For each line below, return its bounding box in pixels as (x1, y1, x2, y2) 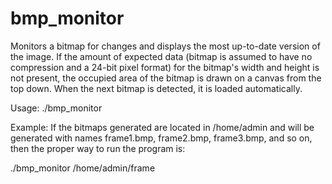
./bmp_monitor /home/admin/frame (10, 162, 156, 174)
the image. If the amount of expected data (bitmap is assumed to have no (10, 50, 313, 62)
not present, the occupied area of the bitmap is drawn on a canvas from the (10, 72, 322, 84)
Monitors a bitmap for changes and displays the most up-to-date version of (10, 40, 321, 52)
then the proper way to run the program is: (10, 142, 186, 154)
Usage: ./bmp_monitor (10, 102, 103, 114)
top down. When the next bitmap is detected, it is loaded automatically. (10, 82, 303, 94)
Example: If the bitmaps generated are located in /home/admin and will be (10, 121, 315, 133)
